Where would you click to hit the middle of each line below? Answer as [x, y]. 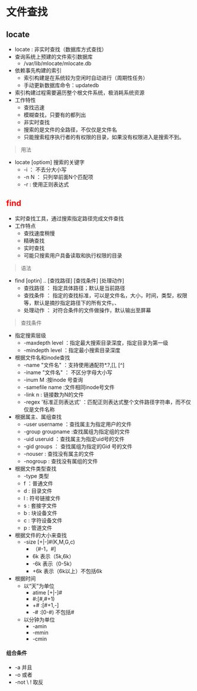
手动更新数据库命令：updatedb [61, 85]
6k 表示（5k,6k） [53, 556]
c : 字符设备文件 [43, 520]
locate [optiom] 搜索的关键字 [49, 162]
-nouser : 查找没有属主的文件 [59, 454]
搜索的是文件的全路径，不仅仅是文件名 [70, 130]
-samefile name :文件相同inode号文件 [69, 387]
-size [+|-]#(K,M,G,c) [49, 542]
